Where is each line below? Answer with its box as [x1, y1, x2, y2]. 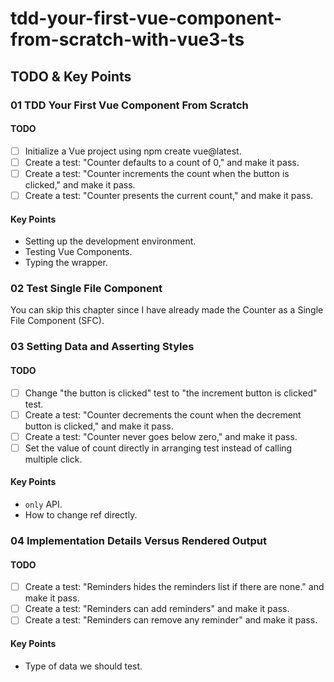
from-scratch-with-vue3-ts [10, 28, 245, 51]
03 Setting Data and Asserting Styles [10, 340, 195, 354]
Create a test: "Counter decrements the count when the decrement [24, 408, 302, 421]
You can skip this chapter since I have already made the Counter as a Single [10, 304, 324, 316]
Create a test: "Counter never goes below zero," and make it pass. [24, 430, 298, 442]
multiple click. [24, 453, 83, 465]
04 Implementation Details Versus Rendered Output [10, 533, 267, 547]
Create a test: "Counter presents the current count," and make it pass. [24, 189, 314, 201]
